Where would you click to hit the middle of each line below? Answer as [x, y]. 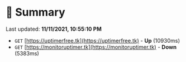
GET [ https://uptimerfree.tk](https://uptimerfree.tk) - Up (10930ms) [97, 40]
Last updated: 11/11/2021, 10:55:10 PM [54, 29]
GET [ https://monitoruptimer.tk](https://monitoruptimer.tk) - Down [95, 47]
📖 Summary [35, 12]
